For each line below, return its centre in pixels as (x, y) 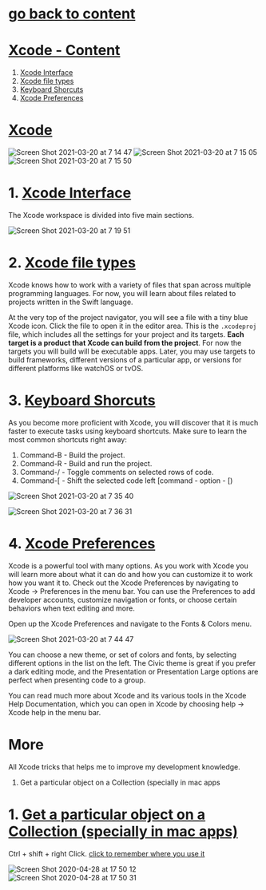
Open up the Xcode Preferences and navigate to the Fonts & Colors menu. (130, 623)
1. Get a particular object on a (107, 814)
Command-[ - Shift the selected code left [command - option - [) (126, 481)
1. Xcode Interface (70, 193)
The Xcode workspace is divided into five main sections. (101, 215)
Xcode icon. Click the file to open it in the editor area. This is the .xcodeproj (133, 326)
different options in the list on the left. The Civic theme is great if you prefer (132, 663)
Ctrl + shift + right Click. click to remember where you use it (107, 853)
